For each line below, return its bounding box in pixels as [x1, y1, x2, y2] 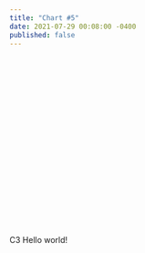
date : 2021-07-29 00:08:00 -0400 [9, 22, 137, 31]
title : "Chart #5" [9, 13, 79, 23]
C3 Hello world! [9, 235, 68, 246]
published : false [9, 30, 76, 39]
